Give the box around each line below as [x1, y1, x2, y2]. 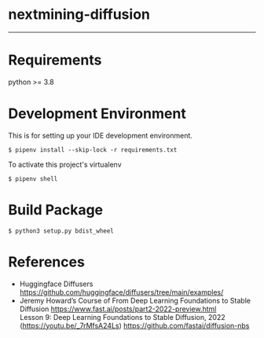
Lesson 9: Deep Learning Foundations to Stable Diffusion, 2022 [19, 312, 225, 321]
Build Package [8, 201, 104, 219]
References [8, 253, 85, 270]
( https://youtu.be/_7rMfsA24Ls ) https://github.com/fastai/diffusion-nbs [19, 321, 250, 330]
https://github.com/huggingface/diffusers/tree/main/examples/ [19, 287, 224, 296]
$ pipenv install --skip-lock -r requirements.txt [8, 145, 178, 154]
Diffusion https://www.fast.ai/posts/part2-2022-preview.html [19, 304, 217, 314]
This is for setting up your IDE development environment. [8, 130, 192, 140]
